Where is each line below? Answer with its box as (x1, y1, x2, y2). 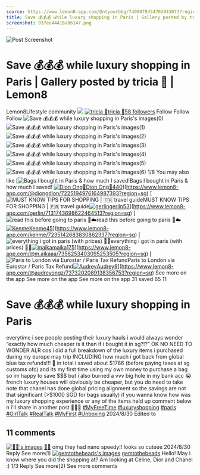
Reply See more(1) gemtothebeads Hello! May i (6, 450, 191, 457)
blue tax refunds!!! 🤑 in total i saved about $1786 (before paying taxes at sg (6, 359, 190, 367)
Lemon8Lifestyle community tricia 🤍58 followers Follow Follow (6, 108, 190, 115)
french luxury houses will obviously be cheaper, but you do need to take (6, 378, 183, 385)
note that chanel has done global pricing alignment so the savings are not (6, 385, 186, 392)
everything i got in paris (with (110, 237, 183, 245)
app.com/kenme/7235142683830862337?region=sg (6, 231, 136, 239)
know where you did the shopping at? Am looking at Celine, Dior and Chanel (6, 456, 193, 463)
